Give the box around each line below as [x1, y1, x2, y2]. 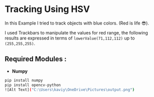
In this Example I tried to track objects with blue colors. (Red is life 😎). [4, 20, 149, 26]
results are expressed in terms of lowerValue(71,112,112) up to [4, 35, 135, 41]
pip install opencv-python [4, 82, 61, 87]
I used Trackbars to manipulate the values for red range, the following [4, 29, 148, 35]
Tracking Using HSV [4, 3, 90, 15]
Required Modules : [4, 55, 67, 63]
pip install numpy [4, 77, 43, 83]
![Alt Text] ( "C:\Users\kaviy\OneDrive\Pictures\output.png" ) [4, 87, 135, 92]
